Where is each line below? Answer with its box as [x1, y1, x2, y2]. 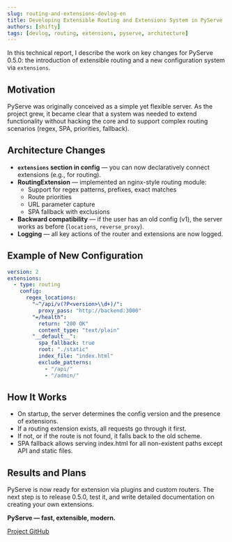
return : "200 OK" [38, 320, 89, 327]
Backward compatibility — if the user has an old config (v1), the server [17, 215, 223, 223]
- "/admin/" [44, 372, 79, 379]
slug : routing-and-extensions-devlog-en [7, 10, 127, 17]
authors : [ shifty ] [7, 23, 61, 30]
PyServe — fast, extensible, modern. [7, 513, 116, 522]
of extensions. [17, 417, 59, 426]
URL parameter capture [27, 200, 95, 208]
